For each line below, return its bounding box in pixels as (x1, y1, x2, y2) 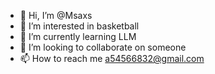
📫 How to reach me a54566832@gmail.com (19, 53, 205, 64)
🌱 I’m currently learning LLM (19, 31, 137, 42)
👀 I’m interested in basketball (19, 20, 140, 32)
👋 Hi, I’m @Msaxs (19, 10, 93, 21)
